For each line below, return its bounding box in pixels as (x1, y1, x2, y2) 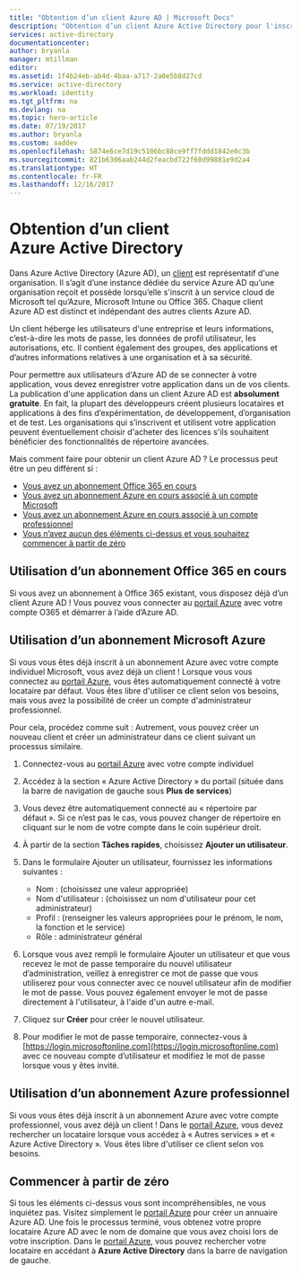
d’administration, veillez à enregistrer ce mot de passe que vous (21, 968, 259, 978)
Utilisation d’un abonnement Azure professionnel (9, 1086, 290, 1101)
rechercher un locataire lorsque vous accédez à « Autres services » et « (9, 1128, 276, 1139)
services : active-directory (9, 30, 115, 39)
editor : (9, 64, 39, 73)
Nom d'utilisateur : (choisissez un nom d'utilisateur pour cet (35, 893, 256, 904)
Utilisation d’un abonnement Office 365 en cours (9, 563, 287, 579)
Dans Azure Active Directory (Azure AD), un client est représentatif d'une (9, 268, 279, 279)
